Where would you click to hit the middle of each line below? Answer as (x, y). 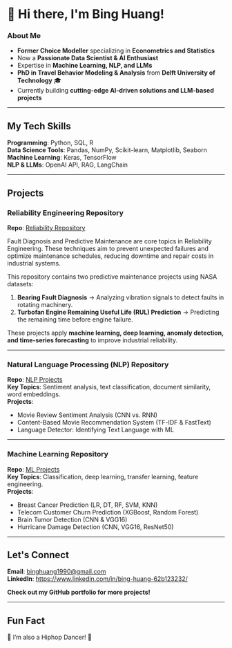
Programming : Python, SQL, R (50, 143)
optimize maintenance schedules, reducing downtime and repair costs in (110, 256)
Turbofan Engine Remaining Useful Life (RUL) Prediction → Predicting (118, 312)
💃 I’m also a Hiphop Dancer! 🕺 (49, 637)
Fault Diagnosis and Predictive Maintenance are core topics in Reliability (109, 241)
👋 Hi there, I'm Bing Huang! (86, 14)
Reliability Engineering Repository (66, 212)
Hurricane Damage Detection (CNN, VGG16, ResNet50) (95, 527)
